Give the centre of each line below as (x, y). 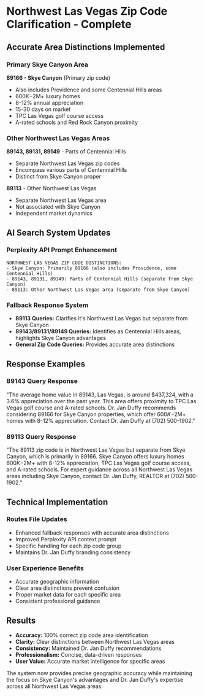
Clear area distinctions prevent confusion (67, 588)
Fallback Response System (47, 305)
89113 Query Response (41, 436)
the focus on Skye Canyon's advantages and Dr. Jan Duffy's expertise (95, 679)
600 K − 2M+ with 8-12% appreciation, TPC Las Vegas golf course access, (99, 463)
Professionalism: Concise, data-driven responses (78, 654)
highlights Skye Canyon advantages (60, 338)
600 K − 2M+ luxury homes (48, 96)
